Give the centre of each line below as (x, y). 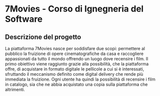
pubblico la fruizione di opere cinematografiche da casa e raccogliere (74, 54)
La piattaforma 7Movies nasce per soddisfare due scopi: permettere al (75, 48)
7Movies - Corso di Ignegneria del (74, 9)
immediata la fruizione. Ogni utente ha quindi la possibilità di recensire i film (80, 79)
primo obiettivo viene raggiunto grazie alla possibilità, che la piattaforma (77, 64)
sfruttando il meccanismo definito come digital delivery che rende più (74, 74)
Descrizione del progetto (43, 37)
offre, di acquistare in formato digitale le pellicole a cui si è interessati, (75, 69)
